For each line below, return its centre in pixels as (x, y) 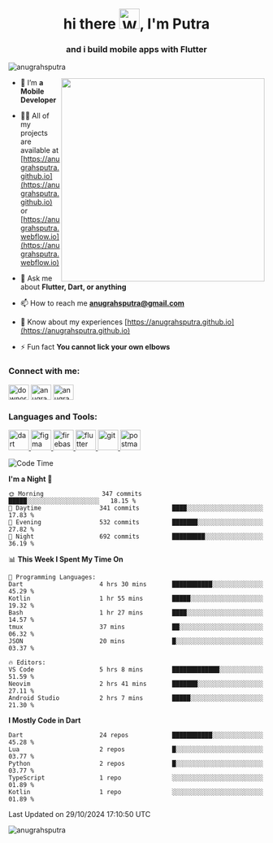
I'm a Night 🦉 (30, 479)
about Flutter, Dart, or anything (73, 287)
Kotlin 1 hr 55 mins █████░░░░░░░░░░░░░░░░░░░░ (136, 599)
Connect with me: (44, 372)
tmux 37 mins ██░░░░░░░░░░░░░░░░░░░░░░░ (136, 627)
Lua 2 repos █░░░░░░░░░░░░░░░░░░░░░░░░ (136, 750)
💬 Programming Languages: (52, 577)
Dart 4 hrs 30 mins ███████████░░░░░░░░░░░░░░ (136, 584)
